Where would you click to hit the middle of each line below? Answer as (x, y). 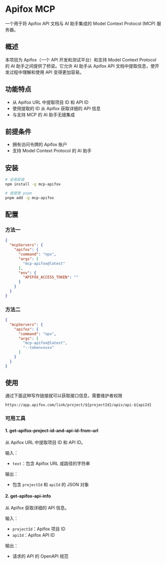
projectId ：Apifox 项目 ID (39, 529)
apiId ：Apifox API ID (33, 535)
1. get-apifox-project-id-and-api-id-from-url (52, 431)
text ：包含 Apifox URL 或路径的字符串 (51, 463)
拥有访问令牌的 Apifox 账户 (40, 144)
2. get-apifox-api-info (28, 496)
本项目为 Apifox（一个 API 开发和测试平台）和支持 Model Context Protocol (81, 60)
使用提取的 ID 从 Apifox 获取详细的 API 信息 (56, 108)
